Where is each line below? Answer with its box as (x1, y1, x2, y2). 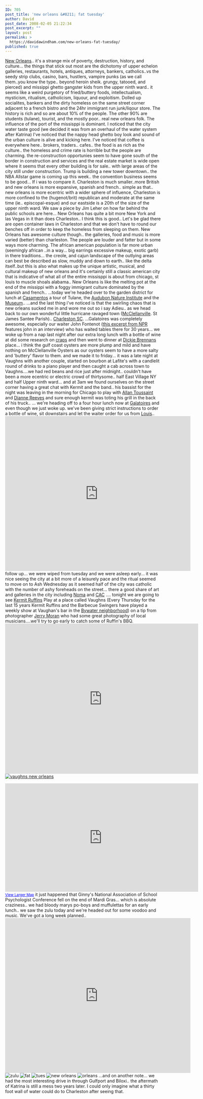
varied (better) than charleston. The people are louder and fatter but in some (5, 236, 161, 243)
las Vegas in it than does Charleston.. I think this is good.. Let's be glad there (5, 216, 161, 221)
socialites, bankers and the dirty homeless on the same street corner (5, 100, 145, 106)
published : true (5, 44, 39, 49)
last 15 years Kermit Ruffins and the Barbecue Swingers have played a (5, 602, 148, 608)
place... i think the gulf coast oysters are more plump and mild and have (5, 342, 151, 348)
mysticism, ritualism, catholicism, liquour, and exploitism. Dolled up (5, 95, 142, 101)
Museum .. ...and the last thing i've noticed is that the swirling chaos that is (5, 300, 156, 306)
